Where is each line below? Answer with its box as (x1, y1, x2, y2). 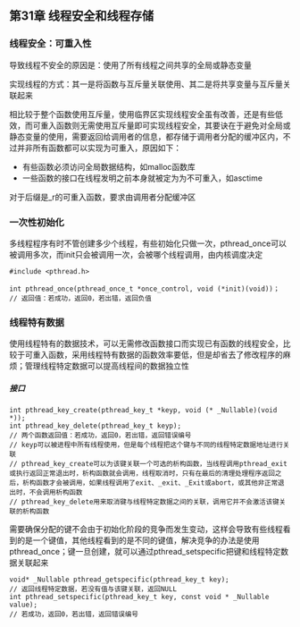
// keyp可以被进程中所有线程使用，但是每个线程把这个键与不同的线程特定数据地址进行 (9, 441, 284, 450)
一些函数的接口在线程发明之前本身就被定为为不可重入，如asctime (21, 173, 263, 183)
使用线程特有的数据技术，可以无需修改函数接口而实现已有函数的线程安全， (9, 338, 283, 349)
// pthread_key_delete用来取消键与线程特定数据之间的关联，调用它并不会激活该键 (9, 497, 279, 507)
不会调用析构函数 (29, 488, 83, 497)
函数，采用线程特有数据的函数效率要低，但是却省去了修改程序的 (47, 350, 283, 360)
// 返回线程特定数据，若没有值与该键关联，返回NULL (9, 585, 177, 594)
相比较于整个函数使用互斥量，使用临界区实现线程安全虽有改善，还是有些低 (9, 108, 283, 119)
